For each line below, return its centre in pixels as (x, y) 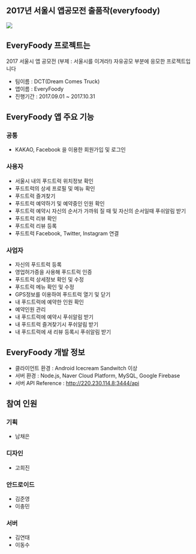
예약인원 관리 (30, 309)
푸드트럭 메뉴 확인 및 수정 (45, 287)
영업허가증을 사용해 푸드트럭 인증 (53, 272)
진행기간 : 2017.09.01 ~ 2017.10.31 (55, 96)
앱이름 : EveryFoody (39, 89)
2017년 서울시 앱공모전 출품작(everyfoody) (83, 11)
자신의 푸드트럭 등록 (38, 264)
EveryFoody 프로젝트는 (49, 46)
